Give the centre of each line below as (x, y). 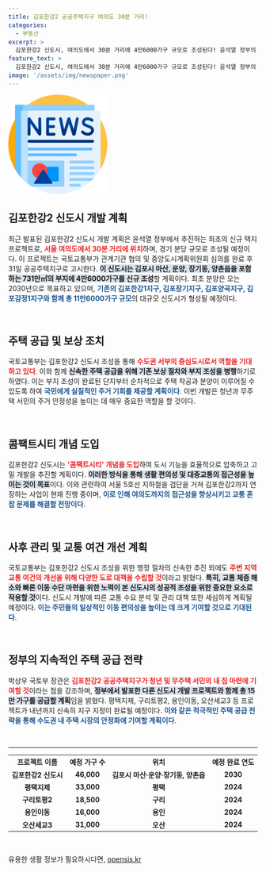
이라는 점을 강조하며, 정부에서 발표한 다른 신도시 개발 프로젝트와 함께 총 (138, 690)
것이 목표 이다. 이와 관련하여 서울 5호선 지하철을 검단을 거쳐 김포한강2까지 (135, 485)
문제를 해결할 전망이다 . (51, 505)
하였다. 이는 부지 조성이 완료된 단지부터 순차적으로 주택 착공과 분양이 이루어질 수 (132, 382)
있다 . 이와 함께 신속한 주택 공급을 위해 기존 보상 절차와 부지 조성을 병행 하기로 (139, 371)
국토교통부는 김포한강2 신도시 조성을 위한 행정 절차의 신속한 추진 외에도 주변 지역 (133, 568)
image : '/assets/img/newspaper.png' (68, 75)
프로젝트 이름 (37, 763)
